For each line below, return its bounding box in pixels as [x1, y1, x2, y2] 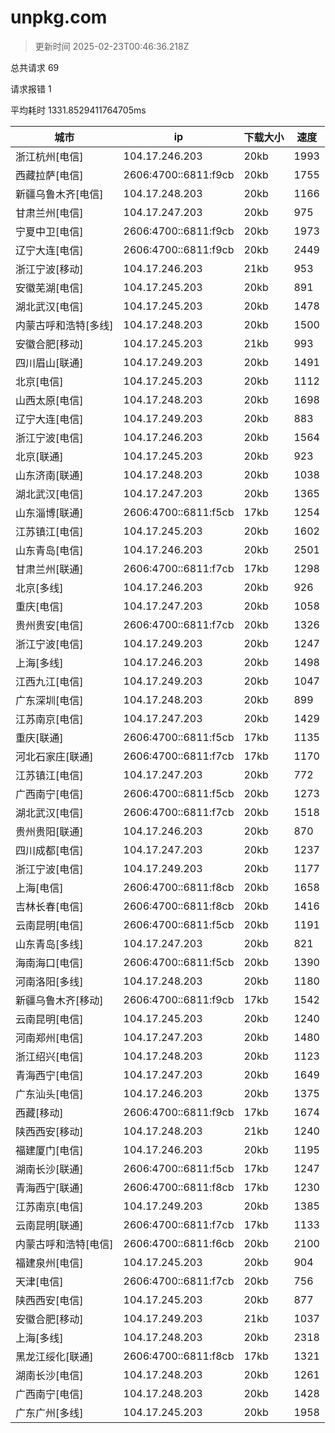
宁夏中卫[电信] [15, 224, 84, 238]
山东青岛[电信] [15, 543, 84, 557]
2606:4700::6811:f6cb [123, 1236, 235, 1250]
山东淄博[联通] [15, 506, 84, 520]
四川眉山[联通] [15, 356, 84, 370]
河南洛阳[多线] [15, 974, 84, 988]
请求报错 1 [10, 82, 52, 95]
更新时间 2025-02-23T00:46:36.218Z [34, 40, 190, 52]
